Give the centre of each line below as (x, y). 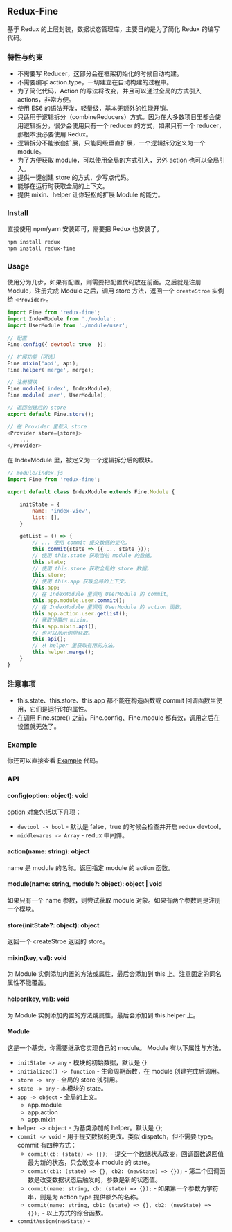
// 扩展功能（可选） (33, 357)
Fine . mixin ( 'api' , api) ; (43, 363)
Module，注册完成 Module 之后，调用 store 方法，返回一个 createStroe (109, 291)
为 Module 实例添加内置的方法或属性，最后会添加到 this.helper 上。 (103, 1015)
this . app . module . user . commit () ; (79, 601)
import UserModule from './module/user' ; (68, 326)
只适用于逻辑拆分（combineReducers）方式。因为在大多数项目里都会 (116, 117)
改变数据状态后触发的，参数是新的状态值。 (100, 1179)
